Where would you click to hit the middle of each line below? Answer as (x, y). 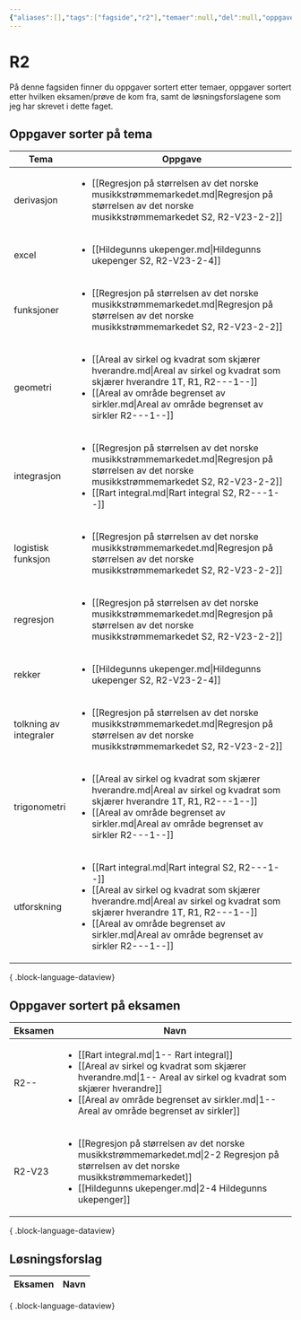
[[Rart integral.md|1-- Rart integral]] (155, 1055)
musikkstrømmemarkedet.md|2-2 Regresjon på (178, 1155)
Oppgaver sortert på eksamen (95, 1005)
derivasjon (36, 200)
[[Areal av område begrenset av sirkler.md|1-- (177, 1100)
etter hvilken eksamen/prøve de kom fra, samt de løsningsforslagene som (145, 96)
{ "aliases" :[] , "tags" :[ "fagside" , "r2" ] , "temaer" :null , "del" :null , (136, 17)
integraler (34, 735)
